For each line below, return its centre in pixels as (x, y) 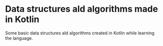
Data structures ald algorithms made (82, 9)
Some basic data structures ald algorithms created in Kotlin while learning (80, 33)
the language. (19, 38)
